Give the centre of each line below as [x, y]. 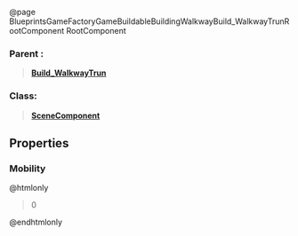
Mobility [28, 169]
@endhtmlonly [36, 222]
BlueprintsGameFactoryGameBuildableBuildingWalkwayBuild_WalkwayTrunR [149, 21]
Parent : [27, 53]
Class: [23, 96]
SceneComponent [65, 115]
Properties [39, 143]
